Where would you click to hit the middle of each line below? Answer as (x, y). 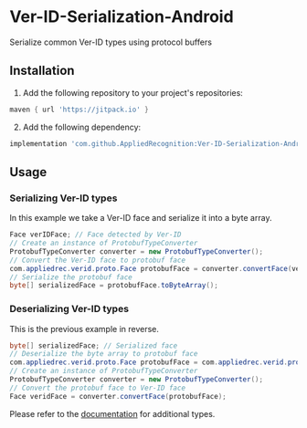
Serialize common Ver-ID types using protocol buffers (111, 42)
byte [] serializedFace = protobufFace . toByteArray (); (114, 286)
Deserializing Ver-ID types (69, 309)
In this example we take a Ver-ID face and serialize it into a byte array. (141, 218)
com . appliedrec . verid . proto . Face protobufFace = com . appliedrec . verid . (148, 362)
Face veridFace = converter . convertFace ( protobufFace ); (118, 396)
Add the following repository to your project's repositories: (133, 92)
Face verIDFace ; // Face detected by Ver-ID (95, 235)
